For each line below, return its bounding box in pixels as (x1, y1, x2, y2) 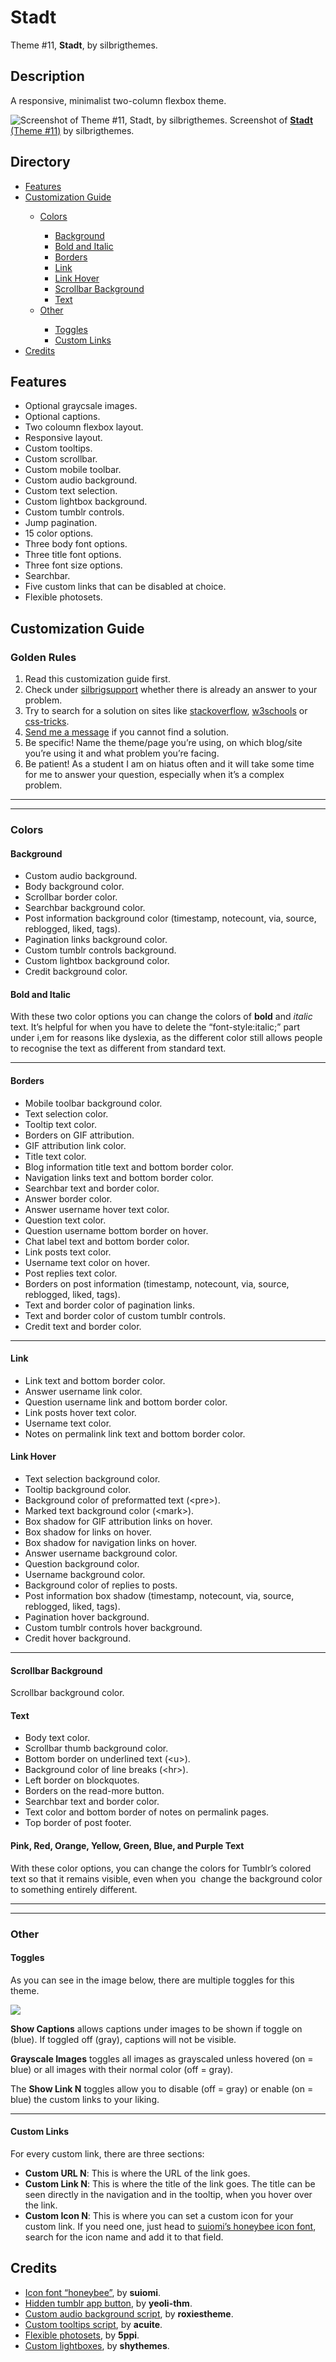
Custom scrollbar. (24, 453, 98, 465)
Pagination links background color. (24, 934, 168, 946)
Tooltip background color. (24, 1484, 132, 1495)
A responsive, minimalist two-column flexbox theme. (10, 94, 227, 106)
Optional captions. (24, 411, 101, 423)
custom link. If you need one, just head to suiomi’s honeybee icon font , (24, 2220, 317, 2232)
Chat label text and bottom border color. (24, 1235, 190, 1247)
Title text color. (24, 1150, 87, 1162)
